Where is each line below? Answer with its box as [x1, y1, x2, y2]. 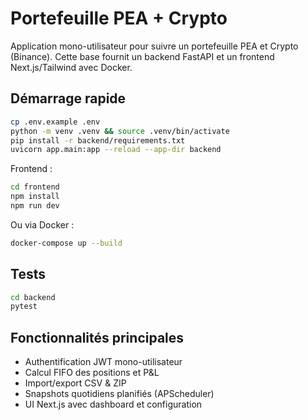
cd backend [10, 292, 56, 302]
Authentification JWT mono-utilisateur [24, 356, 183, 368]
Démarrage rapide [10, 90, 127, 107]
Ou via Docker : [10, 218, 75, 231]
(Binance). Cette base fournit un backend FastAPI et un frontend [10, 50, 275, 62]
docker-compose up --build [10, 238, 123, 248]
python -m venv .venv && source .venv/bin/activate [10, 126, 230, 136]
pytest [10, 302, 38, 312]
